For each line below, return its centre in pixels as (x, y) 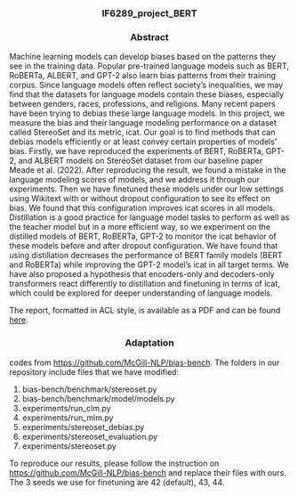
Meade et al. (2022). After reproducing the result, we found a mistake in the (148, 170)
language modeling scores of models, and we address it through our (134, 180)
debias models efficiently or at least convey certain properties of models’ (143, 142)
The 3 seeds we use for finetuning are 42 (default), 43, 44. (117, 482)
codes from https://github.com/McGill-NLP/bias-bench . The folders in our (145, 362)
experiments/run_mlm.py (68, 418)
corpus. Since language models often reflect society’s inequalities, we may (146, 85)
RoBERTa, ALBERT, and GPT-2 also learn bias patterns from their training (143, 76)
